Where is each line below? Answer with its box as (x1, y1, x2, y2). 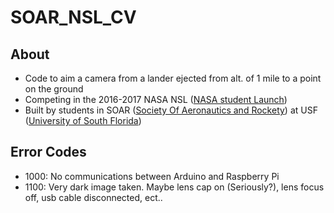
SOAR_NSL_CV (10, 6, 137, 29)
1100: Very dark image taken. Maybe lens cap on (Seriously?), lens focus (24, 181, 325, 193)
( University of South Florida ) (24, 115, 142, 126)
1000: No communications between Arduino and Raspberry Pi (24, 170, 280, 182)
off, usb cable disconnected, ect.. (24, 191, 163, 203)
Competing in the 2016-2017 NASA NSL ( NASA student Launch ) (24, 94, 288, 105)
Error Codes (10, 144, 87, 161)
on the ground (24, 83, 84, 95)
